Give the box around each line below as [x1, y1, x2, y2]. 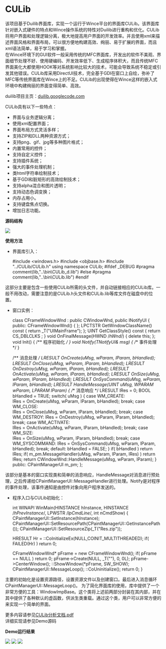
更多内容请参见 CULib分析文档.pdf [5, 612, 74, 618]
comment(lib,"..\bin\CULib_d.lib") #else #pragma [12, 269, 111, 275]
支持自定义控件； [12, 151, 48, 157]
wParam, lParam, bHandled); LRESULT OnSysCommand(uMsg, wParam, [12, 376, 162, 382]
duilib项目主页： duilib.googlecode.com [5, 93, 85, 99]
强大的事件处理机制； [12, 164, 56, 170]
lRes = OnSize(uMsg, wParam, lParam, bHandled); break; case [12, 435, 140, 441]
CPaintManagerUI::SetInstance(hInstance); [12, 515, 100, 521]
